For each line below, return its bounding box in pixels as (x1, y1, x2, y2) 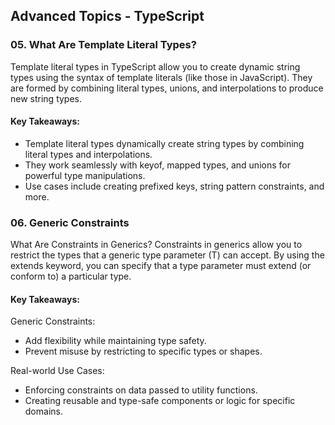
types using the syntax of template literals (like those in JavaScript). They (10, 71, 313, 83)
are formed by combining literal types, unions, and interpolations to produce (10, 82, 324, 94)
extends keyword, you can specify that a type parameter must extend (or (10, 260, 312, 272)
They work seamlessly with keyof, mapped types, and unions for (24, 159, 291, 171)
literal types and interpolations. (24, 148, 153, 160)
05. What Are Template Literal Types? (10, 38, 197, 52)
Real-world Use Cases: (10, 365, 105, 377)
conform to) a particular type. (10, 270, 132, 283)
